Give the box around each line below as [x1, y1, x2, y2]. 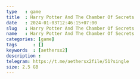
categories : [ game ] [6, 36, 55, 42]
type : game [6, 8, 42, 15]
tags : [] [6, 42, 44, 48]
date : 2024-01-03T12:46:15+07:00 [6, 20, 97, 26]
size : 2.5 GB [6, 64, 39, 70]
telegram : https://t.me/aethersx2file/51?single [6, 58, 129, 64]
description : [6, 53, 42, 59]
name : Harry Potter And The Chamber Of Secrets [6, 31, 135, 37]
